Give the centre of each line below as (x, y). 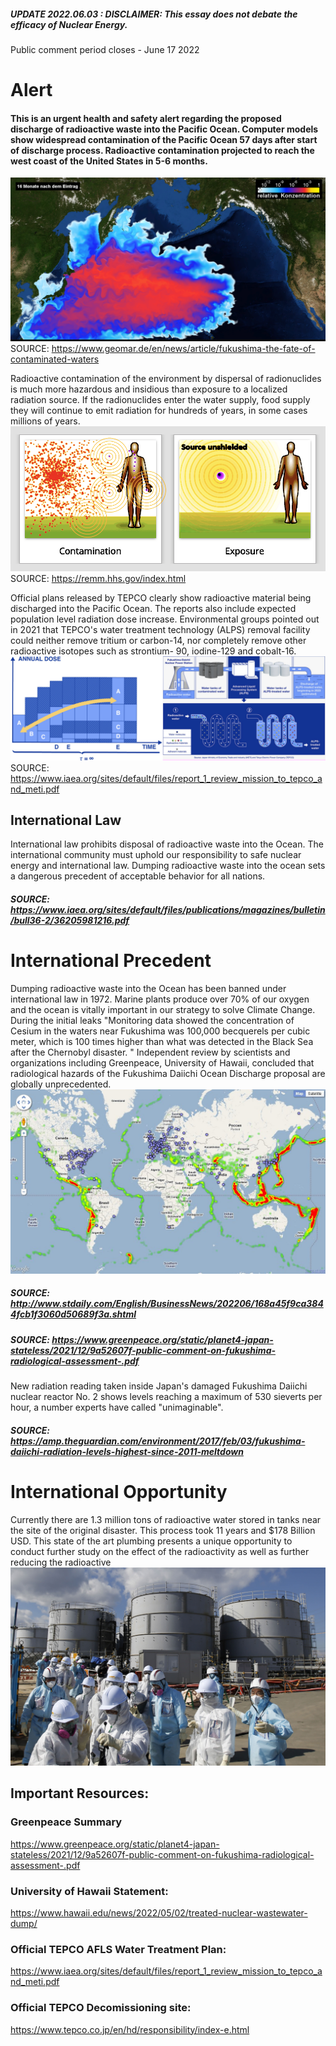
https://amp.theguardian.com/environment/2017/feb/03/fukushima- (158, 1441)
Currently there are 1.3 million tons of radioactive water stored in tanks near (166, 1519)
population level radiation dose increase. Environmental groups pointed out (165, 619)
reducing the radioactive (61, 1562)
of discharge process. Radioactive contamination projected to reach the (162, 150)
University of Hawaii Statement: (89, 1891)
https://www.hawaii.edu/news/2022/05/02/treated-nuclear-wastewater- (159, 1913)
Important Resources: (80, 1793)
